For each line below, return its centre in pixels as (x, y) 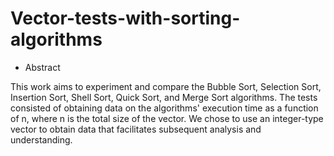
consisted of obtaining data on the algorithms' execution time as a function (164, 108)
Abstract (42, 67)
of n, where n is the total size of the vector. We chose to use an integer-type (167, 118)
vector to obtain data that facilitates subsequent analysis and (136, 129)
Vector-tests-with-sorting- (125, 18)
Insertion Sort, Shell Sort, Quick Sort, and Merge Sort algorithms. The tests (164, 97)
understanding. (41, 139)
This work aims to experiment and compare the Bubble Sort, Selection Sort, (166, 86)
